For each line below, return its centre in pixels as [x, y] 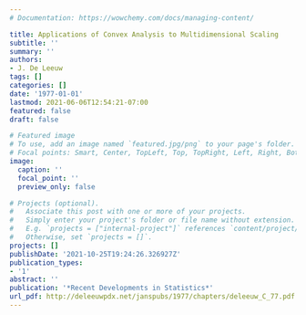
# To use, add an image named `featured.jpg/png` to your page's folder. [153, 144]
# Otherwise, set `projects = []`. [81, 237]
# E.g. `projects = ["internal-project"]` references [117, 229]
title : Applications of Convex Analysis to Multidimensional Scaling [144, 34]
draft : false [34, 120]
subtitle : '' [34, 43]
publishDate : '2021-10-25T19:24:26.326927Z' [95, 254]
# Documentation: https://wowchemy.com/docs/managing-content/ [132, 18]
